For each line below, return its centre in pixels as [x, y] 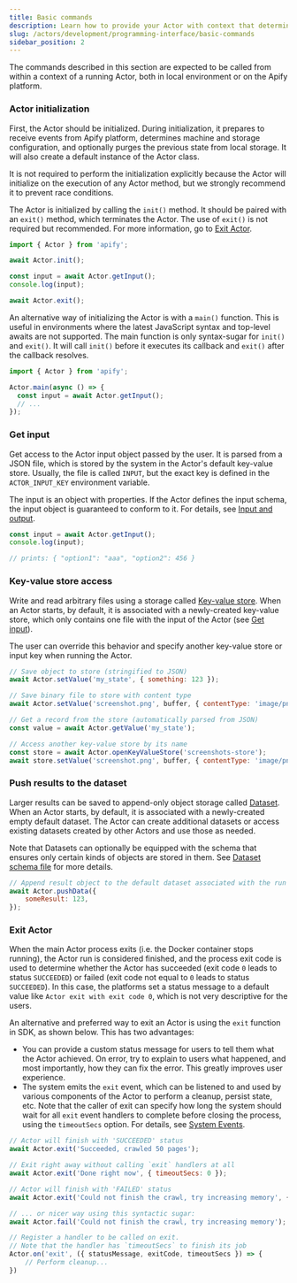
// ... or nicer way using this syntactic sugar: [103, 1213]
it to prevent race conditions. [61, 192]
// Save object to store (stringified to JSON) [99, 672]
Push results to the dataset [68, 783]
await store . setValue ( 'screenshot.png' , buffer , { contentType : [130, 761]
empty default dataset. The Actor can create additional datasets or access [145, 821]
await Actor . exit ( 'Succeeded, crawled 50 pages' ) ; [104, 1149]
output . [22, 518]
